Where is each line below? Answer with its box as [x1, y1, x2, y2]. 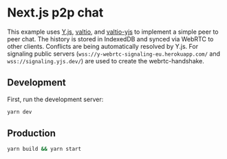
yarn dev [7, 108, 32, 115]
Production [7, 127, 56, 139]
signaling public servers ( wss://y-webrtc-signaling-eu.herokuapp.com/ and [7, 50, 221, 58]
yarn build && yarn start [7, 146, 81, 153]
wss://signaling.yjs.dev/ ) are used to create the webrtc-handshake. [7, 56, 205, 65]
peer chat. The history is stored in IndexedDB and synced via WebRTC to [7, 34, 214, 43]
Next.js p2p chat [7, 5, 104, 21]
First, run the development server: [7, 95, 104, 103]
